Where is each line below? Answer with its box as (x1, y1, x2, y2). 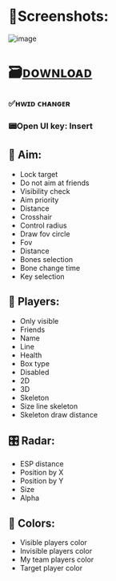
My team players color (19, 555, 94, 564)
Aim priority (19, 195, 59, 204)
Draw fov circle (19, 228, 70, 239)
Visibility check (19, 186, 70, 196)
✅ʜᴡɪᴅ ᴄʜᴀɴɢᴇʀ (8, 98, 70, 109)
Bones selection (19, 254, 74, 264)
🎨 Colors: (8, 516, 56, 530)
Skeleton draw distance (19, 410, 98, 419)
